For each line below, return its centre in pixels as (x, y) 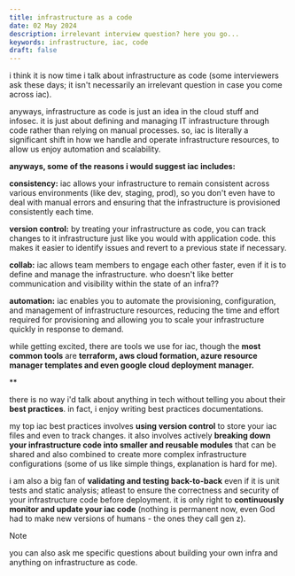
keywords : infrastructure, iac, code (79, 42)
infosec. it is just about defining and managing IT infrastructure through (140, 121)
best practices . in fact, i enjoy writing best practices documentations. (136, 409)
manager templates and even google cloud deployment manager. (132, 365)
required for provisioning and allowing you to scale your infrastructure (137, 320)
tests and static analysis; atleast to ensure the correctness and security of (144, 490)
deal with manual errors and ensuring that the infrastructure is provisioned (145, 202)
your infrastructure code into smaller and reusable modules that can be (143, 445)
